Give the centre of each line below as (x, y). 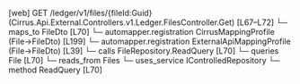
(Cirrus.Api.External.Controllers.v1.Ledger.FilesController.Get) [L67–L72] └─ (148, 22)
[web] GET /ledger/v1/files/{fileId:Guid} (80, 13)
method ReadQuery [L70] (55, 70)
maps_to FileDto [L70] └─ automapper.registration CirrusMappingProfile (141, 32)
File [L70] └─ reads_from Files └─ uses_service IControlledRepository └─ (144, 60)
